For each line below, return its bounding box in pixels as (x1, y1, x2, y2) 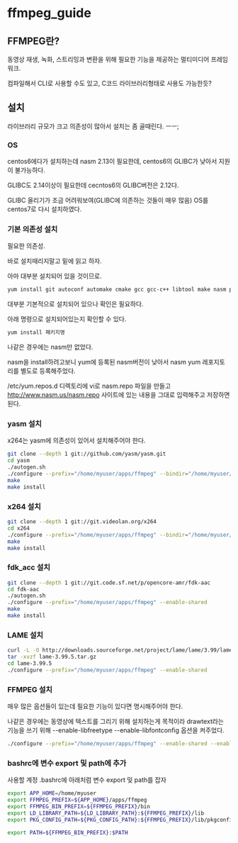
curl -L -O (7, 647, 40, 654)
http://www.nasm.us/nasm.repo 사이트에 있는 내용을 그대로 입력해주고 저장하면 (7, 391, 230, 399)
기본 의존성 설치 (7, 225, 58, 235)
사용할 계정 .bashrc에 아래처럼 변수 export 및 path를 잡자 (7, 776, 166, 784)
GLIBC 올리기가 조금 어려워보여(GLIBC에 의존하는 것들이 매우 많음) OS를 (7, 196, 209, 205)
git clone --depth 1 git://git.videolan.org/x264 (7, 518, 157, 525)
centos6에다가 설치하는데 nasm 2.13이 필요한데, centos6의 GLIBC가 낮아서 (7, 157, 217, 166)
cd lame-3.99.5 (7, 659, 52, 667)
